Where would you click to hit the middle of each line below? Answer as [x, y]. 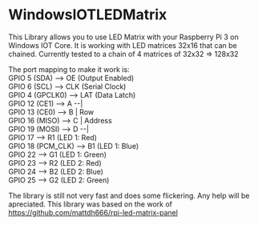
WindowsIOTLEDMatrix [88, 15]
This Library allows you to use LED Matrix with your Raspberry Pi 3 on [123, 37]
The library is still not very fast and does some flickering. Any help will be [129, 195]
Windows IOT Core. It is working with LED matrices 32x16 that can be [123, 45]
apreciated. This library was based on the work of [90, 204]
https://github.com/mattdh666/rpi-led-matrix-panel [93, 212]
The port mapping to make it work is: [69, 69]
